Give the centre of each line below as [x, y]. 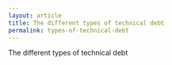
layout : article [35, 15]
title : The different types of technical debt [86, 23]
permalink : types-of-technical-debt [69, 30]
